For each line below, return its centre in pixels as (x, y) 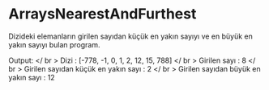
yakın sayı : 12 (32, 77)
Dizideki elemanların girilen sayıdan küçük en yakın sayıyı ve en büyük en (131, 36)
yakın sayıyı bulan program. (54, 44)
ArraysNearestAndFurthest (102, 14)
